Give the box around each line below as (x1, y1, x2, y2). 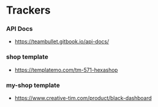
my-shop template (6, 81, 60, 89)
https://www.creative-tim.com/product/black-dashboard (14, 95, 152, 102)
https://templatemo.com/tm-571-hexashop (14, 66, 118, 73)
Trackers (6, 4, 51, 17)
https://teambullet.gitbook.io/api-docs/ (14, 38, 109, 45)
